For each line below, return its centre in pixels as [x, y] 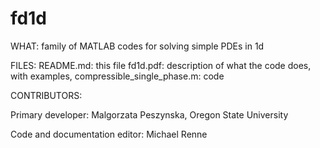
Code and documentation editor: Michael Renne [109, 134]
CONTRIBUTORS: [46, 95]
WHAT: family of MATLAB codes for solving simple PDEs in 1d [137, 46]
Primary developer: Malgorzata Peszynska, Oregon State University [149, 114]
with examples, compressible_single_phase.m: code [117, 76]
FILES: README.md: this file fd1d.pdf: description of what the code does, [161, 65]
